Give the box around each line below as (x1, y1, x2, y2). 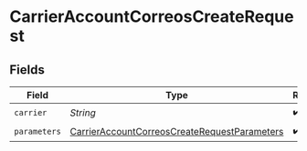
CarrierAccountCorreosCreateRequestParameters (69, 125, 284, 137)
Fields (9, 62, 46, 77)
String (69, 106, 96, 119)
